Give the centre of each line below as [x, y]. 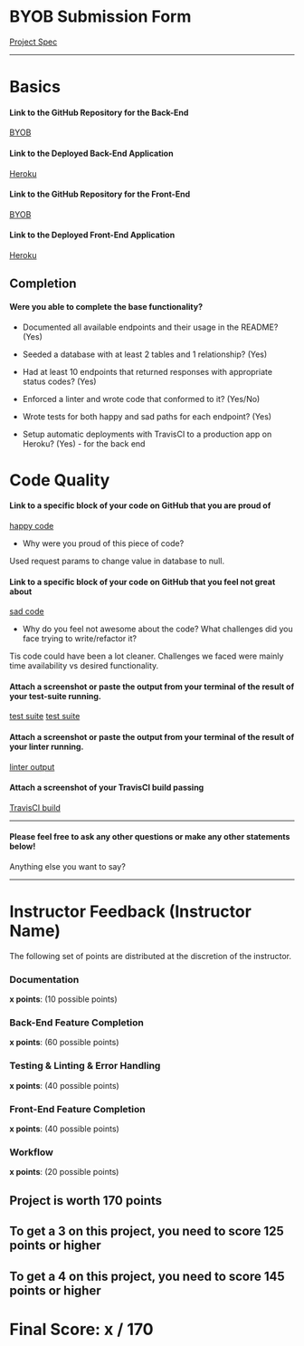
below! [23, 846]
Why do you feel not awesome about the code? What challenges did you [157, 629]
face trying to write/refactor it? [80, 639]
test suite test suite [45, 716]
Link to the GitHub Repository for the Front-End [100, 194]
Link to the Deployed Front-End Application [92, 235]
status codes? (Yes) [59, 381]
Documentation [44, 979]
